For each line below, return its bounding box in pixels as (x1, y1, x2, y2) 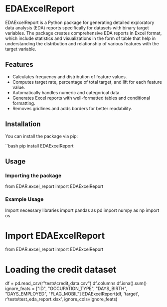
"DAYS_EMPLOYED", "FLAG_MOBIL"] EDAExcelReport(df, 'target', (5, 291, 140, 297)
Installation (5, 120, 41, 129)
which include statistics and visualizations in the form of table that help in (5, 35, 156, 41)
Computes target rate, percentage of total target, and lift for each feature (12, 79, 162, 85)
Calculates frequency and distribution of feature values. (12, 73, 127, 80)
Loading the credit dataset (5, 264, 117, 275)
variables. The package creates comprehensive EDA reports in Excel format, (5, 30, 162, 36)
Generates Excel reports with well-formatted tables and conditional (12, 95, 151, 101)
